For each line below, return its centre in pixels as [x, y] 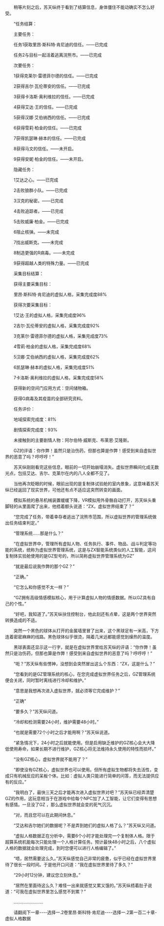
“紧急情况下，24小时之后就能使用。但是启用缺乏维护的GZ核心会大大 [82, 743]
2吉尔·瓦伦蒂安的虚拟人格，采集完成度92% [57, 326]
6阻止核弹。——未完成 [36, 232]
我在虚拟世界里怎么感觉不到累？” [53, 891]
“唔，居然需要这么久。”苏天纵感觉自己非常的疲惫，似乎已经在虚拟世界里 [85, 858]
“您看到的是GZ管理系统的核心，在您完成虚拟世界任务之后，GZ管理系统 [84, 674]
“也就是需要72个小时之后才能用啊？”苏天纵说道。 [63, 732]
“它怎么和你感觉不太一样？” [41, 587]
